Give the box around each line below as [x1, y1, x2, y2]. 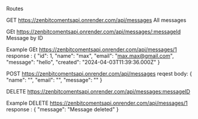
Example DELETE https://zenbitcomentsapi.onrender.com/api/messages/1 [6, 99, 188, 107]
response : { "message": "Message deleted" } [6, 106, 119, 112]
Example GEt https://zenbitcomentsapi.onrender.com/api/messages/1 [6, 46, 178, 53]
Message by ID [6, 35, 44, 41]
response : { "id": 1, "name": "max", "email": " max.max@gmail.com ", [6, 52, 174, 59]
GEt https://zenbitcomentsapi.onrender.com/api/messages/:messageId [6, 28, 181, 35]
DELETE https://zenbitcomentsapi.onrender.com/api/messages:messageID [6, 88, 190, 95]
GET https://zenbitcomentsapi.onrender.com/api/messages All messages [6, 17, 187, 23]
